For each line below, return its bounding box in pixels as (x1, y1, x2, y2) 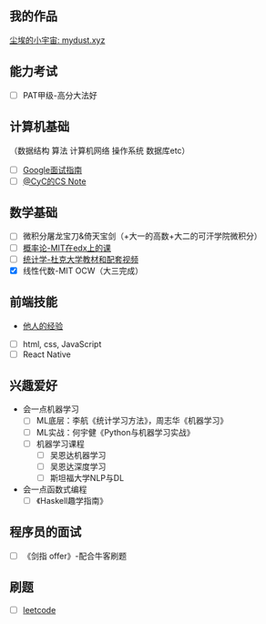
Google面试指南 (22, 164, 83, 175)
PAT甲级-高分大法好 (22, 89, 97, 100)
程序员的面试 (9, 525, 82, 540)
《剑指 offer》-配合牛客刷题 (22, 550, 128, 561)
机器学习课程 (36, 438, 85, 449)
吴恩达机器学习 (49, 449, 107, 460)
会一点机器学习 (22, 404, 79, 414)
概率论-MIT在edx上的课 (22, 242, 112, 253)
